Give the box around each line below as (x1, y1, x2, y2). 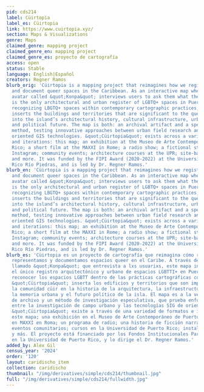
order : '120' (6, 354, 39, 360)
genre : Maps (6, 37, 36, 43)
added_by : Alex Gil (6, 342, 56, 348)
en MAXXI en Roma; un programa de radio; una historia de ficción (12, 320, 183, 326)
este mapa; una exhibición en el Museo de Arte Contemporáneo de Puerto (12, 314, 200, 320)
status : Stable (6, 65, 45, 72)
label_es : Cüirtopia (6, 20, 59, 26)
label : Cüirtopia (6, 15, 50, 21)
